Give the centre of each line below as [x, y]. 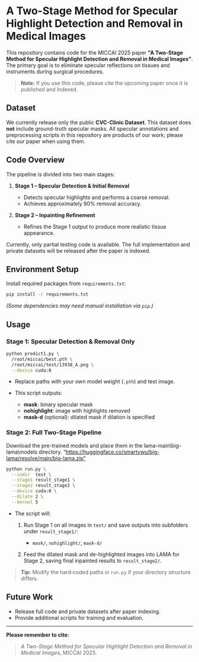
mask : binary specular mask [58, 404]
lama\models [22, 452]
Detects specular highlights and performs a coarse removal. [97, 197]
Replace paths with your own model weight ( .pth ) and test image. [95, 382]
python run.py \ [26, 469]
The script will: [33, 513]
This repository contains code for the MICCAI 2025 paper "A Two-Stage [95, 52]
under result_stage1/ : [51, 531]
